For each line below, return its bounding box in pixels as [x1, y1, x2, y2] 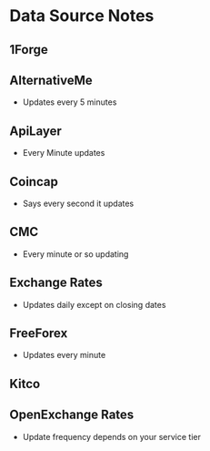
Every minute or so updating [22, 248, 129, 260]
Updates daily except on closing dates [22, 299, 166, 310]
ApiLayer [9, 123, 62, 138]
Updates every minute [22, 350, 106, 361]
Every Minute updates [22, 148, 105, 159]
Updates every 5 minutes [22, 97, 117, 108]
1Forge [9, 42, 48, 57]
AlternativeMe [9, 72, 93, 87]
